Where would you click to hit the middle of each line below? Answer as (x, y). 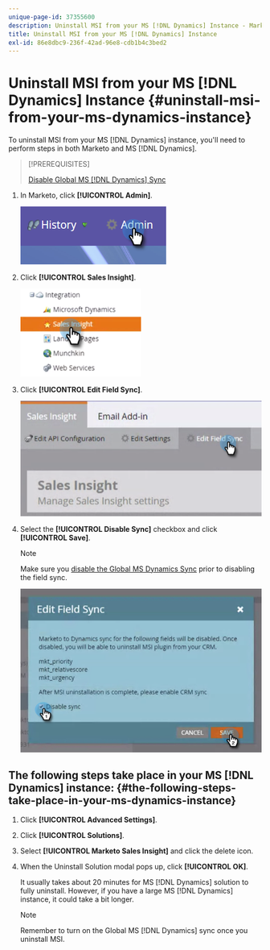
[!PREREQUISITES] (59, 164)
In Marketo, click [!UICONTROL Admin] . (86, 195)
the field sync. (43, 577)
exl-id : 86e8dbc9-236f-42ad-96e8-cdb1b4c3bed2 (88, 43)
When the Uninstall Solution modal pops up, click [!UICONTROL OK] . (134, 867)
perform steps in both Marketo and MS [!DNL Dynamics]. (102, 148)
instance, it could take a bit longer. (77, 899)
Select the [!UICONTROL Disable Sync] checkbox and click (119, 529)
